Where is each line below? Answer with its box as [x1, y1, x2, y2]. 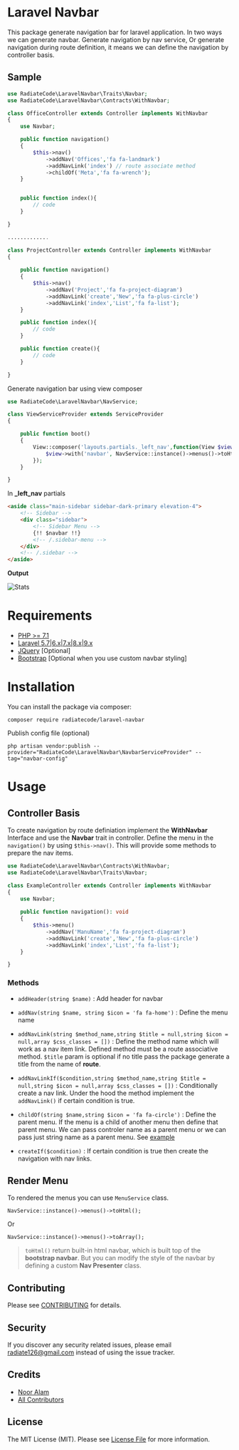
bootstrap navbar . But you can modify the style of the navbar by [24, 1254, 216, 1263]
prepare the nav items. [7, 849, 73, 857]
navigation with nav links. [17, 1154, 92, 1163]
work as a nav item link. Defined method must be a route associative [17, 1044, 218, 1053]
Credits [7, 1369, 41, 1381]
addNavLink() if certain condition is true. [17, 1096, 135, 1105]
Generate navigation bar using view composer [7, 384, 143, 393]
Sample [7, 71, 42, 83]
